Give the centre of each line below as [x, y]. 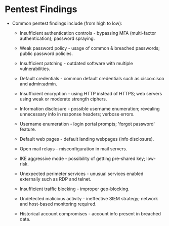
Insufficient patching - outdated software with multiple [76, 63]
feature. [28, 129]
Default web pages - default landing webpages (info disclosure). [87, 139]
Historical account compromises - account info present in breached [90, 213]
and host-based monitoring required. [58, 204]
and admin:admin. [38, 84]
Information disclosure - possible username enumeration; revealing [90, 108]
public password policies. [46, 53]
